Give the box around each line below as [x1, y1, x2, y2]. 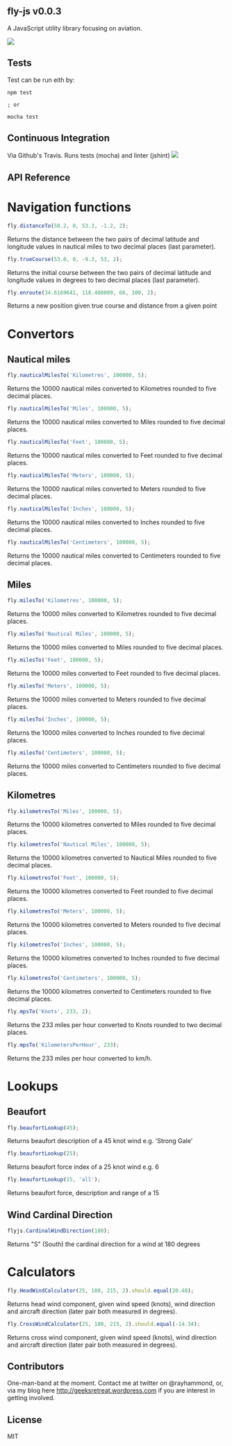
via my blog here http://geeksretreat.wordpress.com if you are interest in [7, 1386, 215, 1395]
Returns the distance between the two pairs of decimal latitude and [7, 235, 199, 243]
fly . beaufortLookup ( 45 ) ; [7, 1124, 79, 1131]
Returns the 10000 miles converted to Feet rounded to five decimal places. [7, 670, 221, 678]
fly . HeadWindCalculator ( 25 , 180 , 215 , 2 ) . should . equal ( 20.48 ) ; [7, 1287, 194, 1294]
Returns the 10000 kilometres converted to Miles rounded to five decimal [7, 820, 216, 829]
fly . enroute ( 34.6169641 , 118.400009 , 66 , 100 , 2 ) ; [7, 289, 157, 296]
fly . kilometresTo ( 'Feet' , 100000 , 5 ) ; [7, 874, 119, 881]
